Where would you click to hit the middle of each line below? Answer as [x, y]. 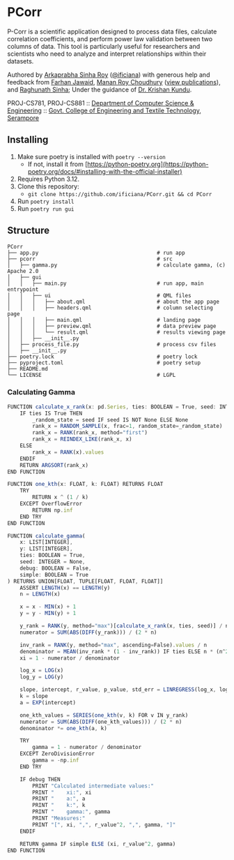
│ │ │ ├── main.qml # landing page [104, 320]
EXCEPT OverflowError [51, 504]
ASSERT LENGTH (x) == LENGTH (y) [65, 588]
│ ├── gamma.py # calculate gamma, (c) [117, 265]
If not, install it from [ [57, 164]
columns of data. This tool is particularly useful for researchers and [104, 46]
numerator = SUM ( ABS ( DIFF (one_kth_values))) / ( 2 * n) [101, 722]
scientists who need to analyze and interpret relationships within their [107, 54]
